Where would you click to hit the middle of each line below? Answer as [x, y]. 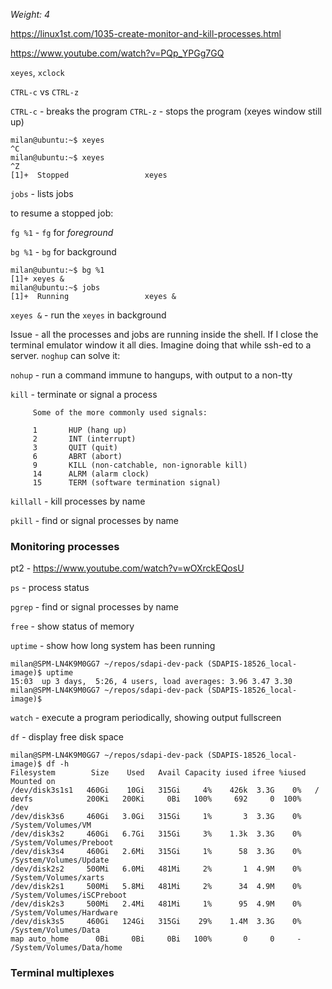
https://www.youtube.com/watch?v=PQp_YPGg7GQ [117, 53]
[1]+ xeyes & [37, 279]
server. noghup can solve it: [65, 355]
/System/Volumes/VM [51, 825]
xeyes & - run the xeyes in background [88, 315]
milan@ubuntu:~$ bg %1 [57, 270]
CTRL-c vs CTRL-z [45, 92]
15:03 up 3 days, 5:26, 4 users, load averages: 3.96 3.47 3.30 [151, 682]
